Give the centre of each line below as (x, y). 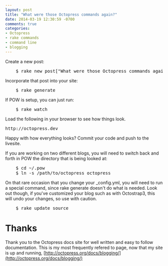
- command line (21, 43)
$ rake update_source (42, 208)
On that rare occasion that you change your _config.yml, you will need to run (84, 182)
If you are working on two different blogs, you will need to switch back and (82, 153)
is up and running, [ (25, 253)
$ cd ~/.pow (30, 168)
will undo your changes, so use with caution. (51, 198)
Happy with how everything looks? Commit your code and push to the (77, 138)
